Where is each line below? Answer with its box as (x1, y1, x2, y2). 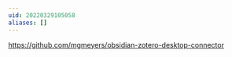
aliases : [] (8, 19, 47, 27)
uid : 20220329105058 (8, 11, 76, 20)
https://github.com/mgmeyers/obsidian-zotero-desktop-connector (8, 40, 224, 49)
